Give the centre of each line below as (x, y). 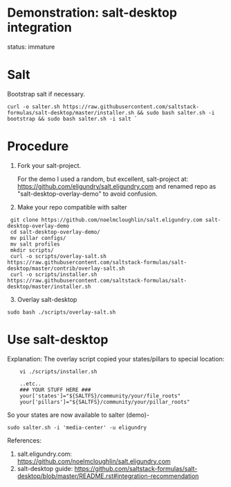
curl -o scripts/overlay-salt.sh (58, 256)
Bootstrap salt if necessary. (46, 94)
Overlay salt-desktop (47, 299)
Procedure (38, 146)
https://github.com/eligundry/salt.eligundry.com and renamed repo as (117, 186)
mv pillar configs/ (38, 238)
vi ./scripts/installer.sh (58, 371)
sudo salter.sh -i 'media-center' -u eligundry (77, 427)
